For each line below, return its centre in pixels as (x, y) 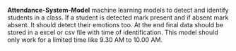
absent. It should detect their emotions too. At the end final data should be (116, 25)
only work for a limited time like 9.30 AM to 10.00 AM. (85, 40)
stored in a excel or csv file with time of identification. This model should (113, 32)
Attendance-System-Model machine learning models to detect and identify (118, 10)
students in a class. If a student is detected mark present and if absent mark (118, 17)
